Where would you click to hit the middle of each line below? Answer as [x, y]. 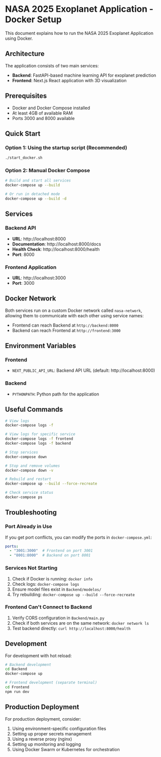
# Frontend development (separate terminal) [51, 683]
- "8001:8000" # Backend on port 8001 [50, 555]
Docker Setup [34, 19]
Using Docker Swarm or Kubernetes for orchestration [66, 749]
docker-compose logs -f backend [38, 444]
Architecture [25, 54]
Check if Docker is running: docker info [52, 578]
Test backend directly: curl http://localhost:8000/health [71, 628]
